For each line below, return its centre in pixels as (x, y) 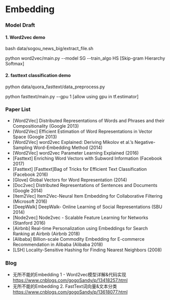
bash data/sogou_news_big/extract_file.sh (49, 49)
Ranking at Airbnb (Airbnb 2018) (46, 234)
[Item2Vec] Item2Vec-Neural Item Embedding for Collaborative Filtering (88, 196)
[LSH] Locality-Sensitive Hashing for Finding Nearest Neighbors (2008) (87, 250)
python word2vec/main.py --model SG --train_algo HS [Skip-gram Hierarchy (85, 58)
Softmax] (15, 64)
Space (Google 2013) (35, 137)
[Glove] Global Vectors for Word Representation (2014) (70, 180)
